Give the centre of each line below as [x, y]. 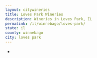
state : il [15, 28]
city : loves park [23, 38]
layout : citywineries [28, 10]
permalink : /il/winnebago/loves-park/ [45, 24]
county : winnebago [24, 33]
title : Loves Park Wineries [34, 14]
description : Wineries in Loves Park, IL [49, 19]
